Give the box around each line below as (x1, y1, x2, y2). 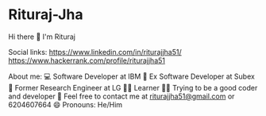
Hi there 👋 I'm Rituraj (8, 32, 75, 41)
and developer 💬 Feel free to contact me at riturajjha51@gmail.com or (8, 91, 235, 101)
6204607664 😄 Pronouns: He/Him (8, 99, 123, 109)
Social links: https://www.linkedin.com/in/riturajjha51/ (8, 47, 182, 56)
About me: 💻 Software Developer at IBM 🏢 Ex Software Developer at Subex (8, 72, 256, 81)
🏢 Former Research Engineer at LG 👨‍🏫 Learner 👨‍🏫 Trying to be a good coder (8, 83, 258, 92)
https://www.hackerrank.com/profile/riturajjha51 (8, 56, 165, 65)
